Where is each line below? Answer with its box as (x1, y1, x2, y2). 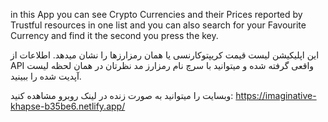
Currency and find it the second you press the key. (10, 30, 219, 41)
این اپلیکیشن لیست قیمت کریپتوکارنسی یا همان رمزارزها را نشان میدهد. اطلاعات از (10, 49, 320, 61)
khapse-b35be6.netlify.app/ (10, 100, 126, 112)
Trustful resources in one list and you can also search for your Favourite (10, 19, 307, 31)
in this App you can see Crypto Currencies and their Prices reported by (10, 9, 303, 20)
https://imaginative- (235, 90, 317, 101)
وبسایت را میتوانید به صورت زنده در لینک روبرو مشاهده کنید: (10, 90, 234, 101)
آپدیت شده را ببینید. (10, 70, 82, 82)
